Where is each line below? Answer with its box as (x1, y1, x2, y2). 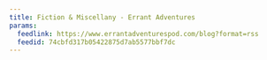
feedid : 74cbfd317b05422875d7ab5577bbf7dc (17, 37, 176, 47)
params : (9, 21, 38, 30)
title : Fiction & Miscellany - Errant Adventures (9, 12, 196, 22)
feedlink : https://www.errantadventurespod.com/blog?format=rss (17, 29, 259, 38)
